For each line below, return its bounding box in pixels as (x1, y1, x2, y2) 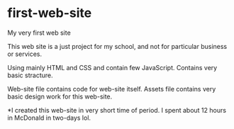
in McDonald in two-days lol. (7, 113, 91, 122)
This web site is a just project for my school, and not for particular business (7, 42, 228, 50)
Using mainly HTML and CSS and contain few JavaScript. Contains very (7, 63, 218, 72)
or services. (7, 50, 43, 58)
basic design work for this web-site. (7, 92, 113, 101)
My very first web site (7, 28, 71, 37)
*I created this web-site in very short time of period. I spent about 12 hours (7, 106, 227, 114)
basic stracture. (7, 71, 53, 79)
